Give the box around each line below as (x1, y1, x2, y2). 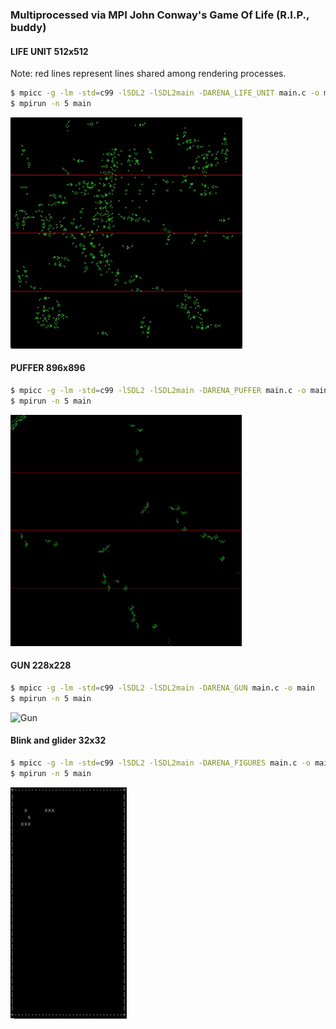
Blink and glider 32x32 (10, 734, 107, 747)
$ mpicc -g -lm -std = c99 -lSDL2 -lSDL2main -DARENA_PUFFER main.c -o (10, 386, 307, 396)
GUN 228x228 (10, 659, 72, 672)
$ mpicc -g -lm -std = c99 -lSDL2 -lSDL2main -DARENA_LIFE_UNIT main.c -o (10, 88, 320, 98)
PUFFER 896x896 (10, 362, 86, 374)
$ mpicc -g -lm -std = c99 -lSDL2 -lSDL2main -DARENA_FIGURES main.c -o (10, 758, 311, 768)
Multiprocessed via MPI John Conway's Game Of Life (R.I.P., (10, 8, 310, 22)
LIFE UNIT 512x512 (10, 45, 89, 57)
